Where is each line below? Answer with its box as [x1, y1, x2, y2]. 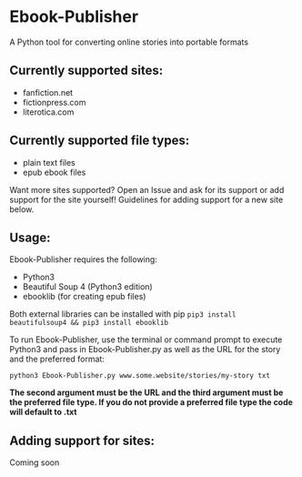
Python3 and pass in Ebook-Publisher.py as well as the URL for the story [9, 344, 281, 355]
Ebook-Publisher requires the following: [9, 254, 157, 265]
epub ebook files [22, 167, 86, 178]
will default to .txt [9, 407, 77, 418]
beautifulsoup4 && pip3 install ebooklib [9, 319, 169, 328]
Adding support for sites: [9, 432, 156, 448]
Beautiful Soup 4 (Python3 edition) [22, 281, 153, 292]
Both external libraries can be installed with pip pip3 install [9, 309, 237, 320]
